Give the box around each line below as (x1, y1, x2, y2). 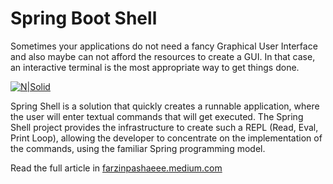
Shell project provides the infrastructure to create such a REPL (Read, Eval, (10, 121, 319, 133)
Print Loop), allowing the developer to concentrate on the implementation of (10, 132, 323, 144)
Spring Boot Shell (10, 7, 158, 30)
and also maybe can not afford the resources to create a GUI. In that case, (10, 50, 316, 62)
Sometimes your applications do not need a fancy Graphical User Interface (10, 40, 318, 52)
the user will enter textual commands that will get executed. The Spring (10, 110, 304, 122)
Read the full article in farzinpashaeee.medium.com (10, 162, 223, 174)
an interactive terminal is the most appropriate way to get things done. (10, 61, 300, 73)
